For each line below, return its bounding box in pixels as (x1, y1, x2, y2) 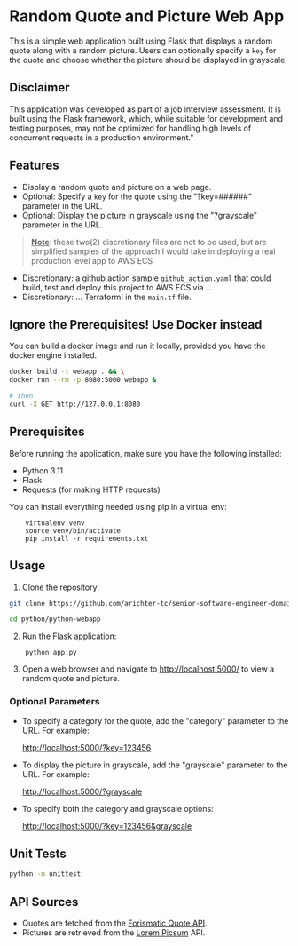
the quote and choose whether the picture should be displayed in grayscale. (9, 54, 288, 65)
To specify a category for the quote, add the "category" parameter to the (21, 715, 289, 726)
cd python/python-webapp (9, 615, 101, 624)
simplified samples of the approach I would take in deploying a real (30, 246, 276, 257)
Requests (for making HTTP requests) (21, 484, 161, 495)
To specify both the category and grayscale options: (21, 803, 215, 814)
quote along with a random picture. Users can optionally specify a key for (9, 44, 277, 55)
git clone (9, 599, 46, 608)
